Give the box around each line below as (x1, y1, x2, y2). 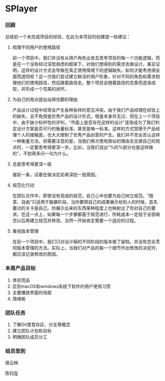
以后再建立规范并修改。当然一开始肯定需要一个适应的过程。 (16, 218, 139, 224)
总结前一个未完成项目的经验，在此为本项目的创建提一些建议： (5, 34, 131, 40)
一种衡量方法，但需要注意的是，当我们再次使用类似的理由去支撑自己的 (12, 138, 156, 144)
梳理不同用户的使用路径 (12, 44, 60, 50)
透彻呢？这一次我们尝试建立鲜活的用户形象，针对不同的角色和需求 (21, 74, 156, 79)
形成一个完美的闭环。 (25, 86, 69, 92)
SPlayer (5, 3, 38, 14)
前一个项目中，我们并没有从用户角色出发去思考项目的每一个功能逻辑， (12, 55, 156, 61)
